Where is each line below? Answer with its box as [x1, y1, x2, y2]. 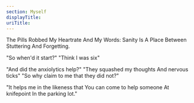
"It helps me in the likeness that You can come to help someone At [6, 84, 170, 91]
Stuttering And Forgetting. [6, 43, 70, 50]
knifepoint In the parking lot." [6, 90, 78, 98]
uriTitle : [6, 20, 31, 26]
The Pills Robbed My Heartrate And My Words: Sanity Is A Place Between [6, 37, 187, 44]
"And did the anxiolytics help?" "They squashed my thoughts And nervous [6, 66, 189, 73]
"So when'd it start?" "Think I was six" [6, 54, 100, 62]
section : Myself [6, 8, 47, 15]
